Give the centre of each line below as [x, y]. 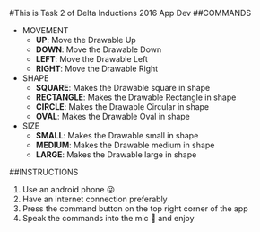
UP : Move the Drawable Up [86, 40]
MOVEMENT [45, 30]
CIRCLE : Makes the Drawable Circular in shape [122, 107]
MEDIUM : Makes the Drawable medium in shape [125, 145]
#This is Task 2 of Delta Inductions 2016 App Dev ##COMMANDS [130, 13]
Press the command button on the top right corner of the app [135, 209]
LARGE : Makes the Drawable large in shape [116, 155]
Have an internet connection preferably [95, 199]
